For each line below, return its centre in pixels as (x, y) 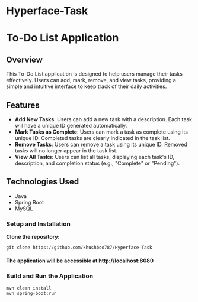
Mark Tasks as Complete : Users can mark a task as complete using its (101, 132)
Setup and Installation (39, 224)
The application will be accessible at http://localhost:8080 (80, 261)
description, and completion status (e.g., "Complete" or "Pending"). (97, 163)
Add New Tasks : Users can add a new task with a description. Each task (103, 119)
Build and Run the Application (50, 276)
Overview (25, 59)
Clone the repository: (33, 237)
